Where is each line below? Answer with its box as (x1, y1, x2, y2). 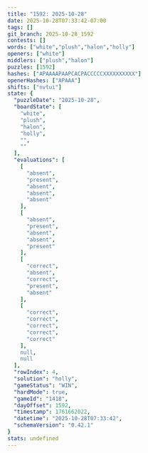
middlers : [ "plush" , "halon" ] (7, 57, 94, 64)
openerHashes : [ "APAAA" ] (7, 76, 81, 84)
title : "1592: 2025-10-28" (7, 10, 88, 18)
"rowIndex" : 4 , (14, 369, 59, 376)
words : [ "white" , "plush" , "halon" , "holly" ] (7, 44, 135, 51)
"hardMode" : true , (14, 388, 69, 396)
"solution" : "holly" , (14, 375, 78, 382)
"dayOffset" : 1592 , (14, 402, 72, 409)
